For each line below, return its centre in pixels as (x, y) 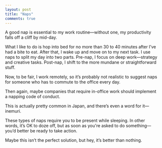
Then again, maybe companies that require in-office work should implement (81, 91)
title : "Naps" (19, 14)
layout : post (18, 9)
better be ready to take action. (47, 131)
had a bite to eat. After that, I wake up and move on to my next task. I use (78, 52)
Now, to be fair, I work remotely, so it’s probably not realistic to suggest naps (81, 77)
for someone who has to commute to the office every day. (63, 82)
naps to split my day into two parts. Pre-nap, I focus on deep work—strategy (81, 57)
